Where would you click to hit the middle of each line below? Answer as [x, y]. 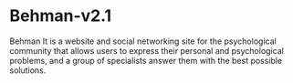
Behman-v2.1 [61, 16]
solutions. [28, 70]
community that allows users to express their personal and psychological [147, 50]
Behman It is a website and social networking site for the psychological [143, 41]
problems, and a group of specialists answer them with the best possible [146, 60]
